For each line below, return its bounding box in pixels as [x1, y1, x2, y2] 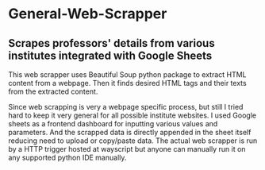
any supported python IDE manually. [8, 153, 127, 162]
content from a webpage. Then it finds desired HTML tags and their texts [8, 79, 248, 87]
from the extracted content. [8, 87, 98, 96]
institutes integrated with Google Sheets [8, 48, 213, 62]
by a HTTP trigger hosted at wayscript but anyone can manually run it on [8, 145, 246, 153]
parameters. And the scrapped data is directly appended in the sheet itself [8, 128, 252, 137]
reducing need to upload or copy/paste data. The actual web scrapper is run [8, 136, 258, 145]
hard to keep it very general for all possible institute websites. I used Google [8, 110, 256, 120]
